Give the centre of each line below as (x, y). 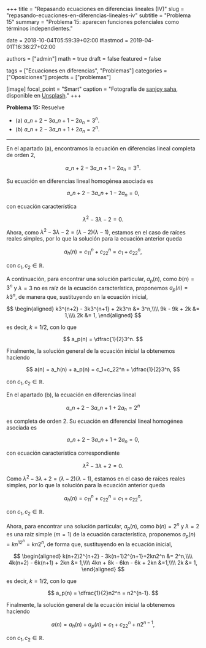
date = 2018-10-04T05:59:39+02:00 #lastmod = (67, 40)
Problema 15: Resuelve (36, 107)
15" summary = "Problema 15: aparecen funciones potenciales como (93, 22)
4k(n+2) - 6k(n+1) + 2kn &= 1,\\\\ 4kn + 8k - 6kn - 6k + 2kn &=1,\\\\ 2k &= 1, (103, 563)
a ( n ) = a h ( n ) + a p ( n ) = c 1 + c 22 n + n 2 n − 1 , (103, 625)
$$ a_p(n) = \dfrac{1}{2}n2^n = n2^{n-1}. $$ (103, 593)
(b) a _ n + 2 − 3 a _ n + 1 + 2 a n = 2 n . (57, 129)
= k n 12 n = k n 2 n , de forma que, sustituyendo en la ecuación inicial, (90, 543)
